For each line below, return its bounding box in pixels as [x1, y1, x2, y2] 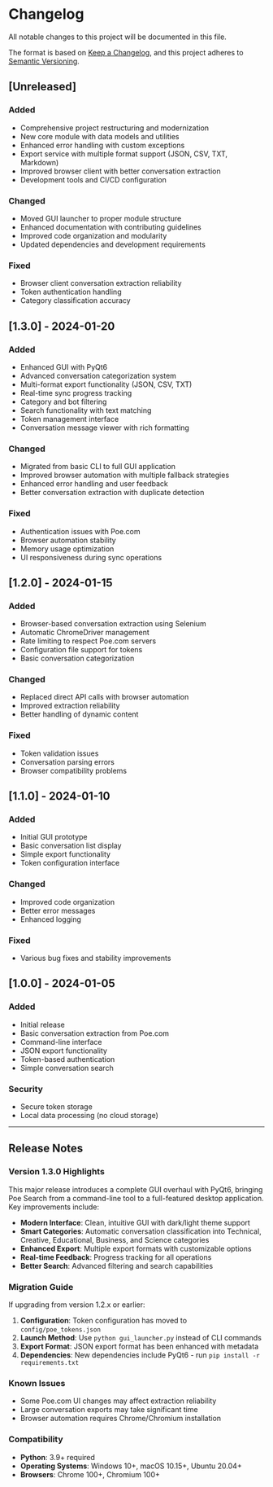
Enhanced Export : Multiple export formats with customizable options [19, 1244, 252, 1253]
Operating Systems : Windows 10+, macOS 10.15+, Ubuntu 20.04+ [19, 1461, 242, 1471]
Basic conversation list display [19, 840, 122, 851]
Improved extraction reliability [19, 701, 120, 711]
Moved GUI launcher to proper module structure [19, 213, 182, 223]
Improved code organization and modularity [19, 230, 167, 240]
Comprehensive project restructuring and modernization [19, 123, 210, 133]
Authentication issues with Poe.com [19, 526, 141, 536]
